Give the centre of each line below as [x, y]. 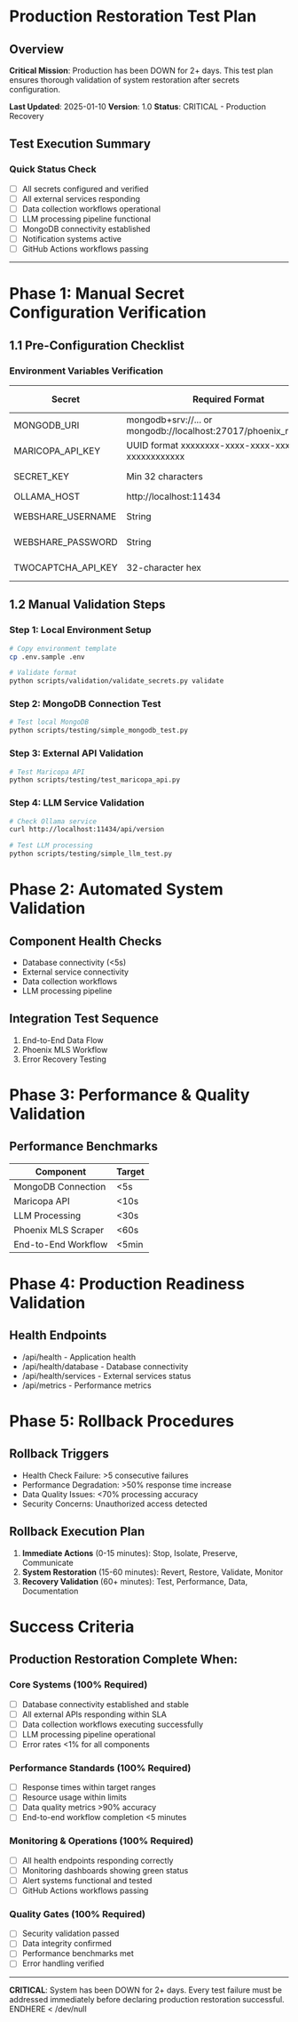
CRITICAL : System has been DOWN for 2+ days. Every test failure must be [145, 1990]
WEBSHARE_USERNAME [65, 516]
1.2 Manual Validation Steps [87, 605]
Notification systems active [72, 239]
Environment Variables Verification [86, 371]
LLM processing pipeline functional [86, 219]
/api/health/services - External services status [106, 1376]
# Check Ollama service [53, 821]
